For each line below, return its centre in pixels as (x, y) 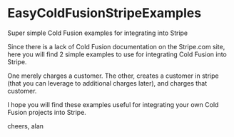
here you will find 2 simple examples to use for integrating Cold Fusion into (117, 54)
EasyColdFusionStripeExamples (105, 13)
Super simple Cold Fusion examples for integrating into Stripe (98, 33)
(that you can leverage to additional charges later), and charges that (107, 83)
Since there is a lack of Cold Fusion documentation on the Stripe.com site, (116, 46)
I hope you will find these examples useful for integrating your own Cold (113, 104)
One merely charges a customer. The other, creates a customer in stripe (113, 76)
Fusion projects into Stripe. (47, 112)
